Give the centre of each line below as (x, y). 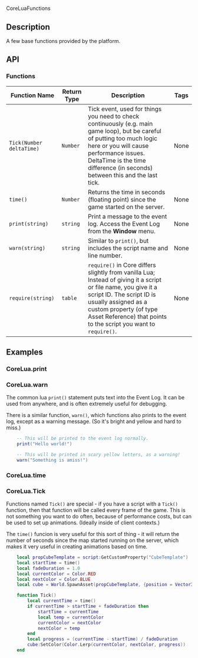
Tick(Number (26, 143)
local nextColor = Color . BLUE (54, 579)
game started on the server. (126, 207)
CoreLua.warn (27, 385)
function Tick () (37, 596)
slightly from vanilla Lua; (121, 272)
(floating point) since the (122, 199)
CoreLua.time (26, 475)
